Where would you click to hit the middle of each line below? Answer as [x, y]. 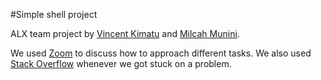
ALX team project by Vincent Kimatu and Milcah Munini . [125, 33]
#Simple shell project [54, 14]
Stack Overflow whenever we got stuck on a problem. [121, 63]
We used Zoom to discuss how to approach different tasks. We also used [161, 53]
